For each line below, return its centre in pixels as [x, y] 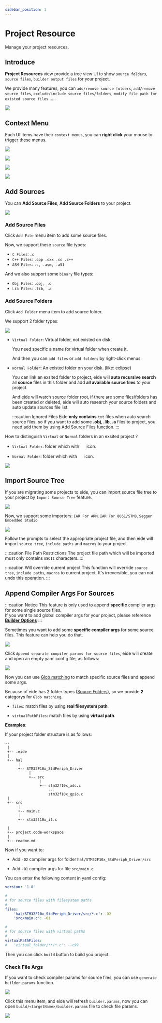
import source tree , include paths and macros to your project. [66, 544]
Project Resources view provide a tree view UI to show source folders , [76, 74]
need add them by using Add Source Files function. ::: [66, 427]
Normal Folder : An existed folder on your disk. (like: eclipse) [72, 368]
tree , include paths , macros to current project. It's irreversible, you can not [79, 573]
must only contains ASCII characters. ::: [44, 558]
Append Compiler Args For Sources [60, 593]
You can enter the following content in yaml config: [56, 878]
